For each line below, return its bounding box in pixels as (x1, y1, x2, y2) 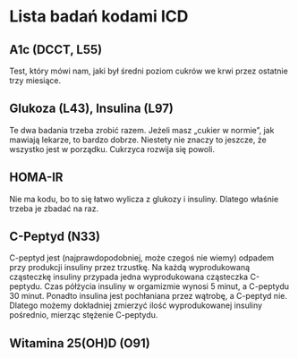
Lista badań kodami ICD (9, 6, 189, 27)
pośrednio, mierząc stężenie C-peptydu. (9, 310, 158, 320)
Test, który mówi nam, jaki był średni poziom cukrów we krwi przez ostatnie (9, 65, 288, 76)
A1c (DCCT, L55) (9, 42, 103, 57)
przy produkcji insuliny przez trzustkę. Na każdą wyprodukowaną (9, 262, 251, 273)
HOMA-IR (9, 170, 64, 185)
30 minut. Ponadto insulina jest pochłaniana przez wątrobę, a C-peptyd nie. (9, 291, 288, 302)
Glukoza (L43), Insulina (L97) (9, 101, 175, 116)
